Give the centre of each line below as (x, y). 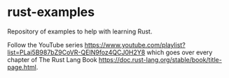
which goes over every (180, 52)
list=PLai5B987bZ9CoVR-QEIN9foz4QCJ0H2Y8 (76, 52)
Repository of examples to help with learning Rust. (80, 31)
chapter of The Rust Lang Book (52, 59)
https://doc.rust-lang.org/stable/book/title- (160, 59)
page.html (22, 67)
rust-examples (51, 12)
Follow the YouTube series (45, 45)
